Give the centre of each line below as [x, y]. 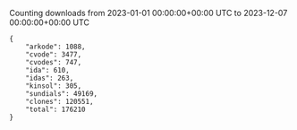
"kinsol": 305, [54, 86]
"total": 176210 [56, 109]
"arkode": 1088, [56, 47]
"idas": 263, [50, 78]
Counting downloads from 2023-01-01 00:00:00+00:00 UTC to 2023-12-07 [148, 13]
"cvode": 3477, [54, 55]
